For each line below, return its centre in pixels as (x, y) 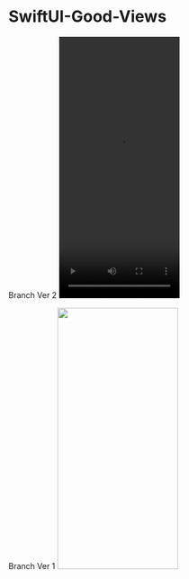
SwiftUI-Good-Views (88, 17)
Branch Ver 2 (33, 294)
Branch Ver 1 (32, 565)
